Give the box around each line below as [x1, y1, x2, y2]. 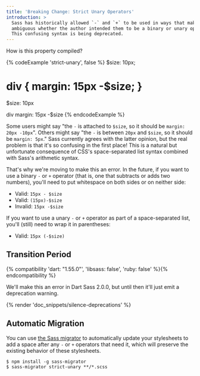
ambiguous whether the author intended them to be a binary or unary [11, 25, 187, 32]
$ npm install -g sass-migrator [6, 359, 86, 365]
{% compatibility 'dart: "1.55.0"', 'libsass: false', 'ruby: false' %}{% [6, 265, 168, 272]
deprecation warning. [6, 289, 59, 297]
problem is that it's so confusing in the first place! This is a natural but [6, 141, 177, 149]
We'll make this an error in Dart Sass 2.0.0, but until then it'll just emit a [6, 283, 180, 290]
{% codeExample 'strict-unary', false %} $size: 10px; [6, 59, 136, 66]
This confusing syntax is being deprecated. [11, 31, 124, 37]
